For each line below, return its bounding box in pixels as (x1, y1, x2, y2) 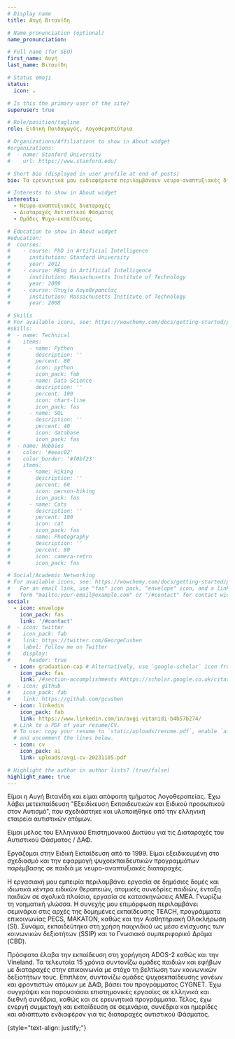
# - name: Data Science (7, 377, 92, 384)
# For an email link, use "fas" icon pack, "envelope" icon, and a (7, 585, 215, 592)
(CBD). (7, 937, 27, 945)
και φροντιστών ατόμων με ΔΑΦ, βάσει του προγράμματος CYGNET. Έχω (7, 980, 222, 989)
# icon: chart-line (7, 397, 86, 404)
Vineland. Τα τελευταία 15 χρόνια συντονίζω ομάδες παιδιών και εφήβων (7, 958, 222, 966)
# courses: (7, 241, 42, 248)
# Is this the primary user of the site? (7, 99, 130, 107)
